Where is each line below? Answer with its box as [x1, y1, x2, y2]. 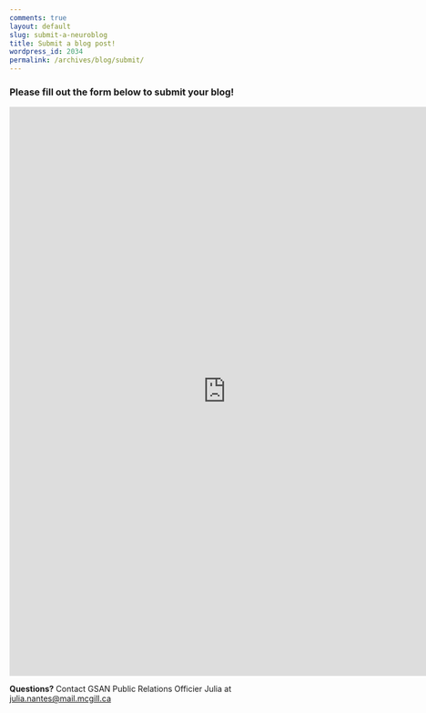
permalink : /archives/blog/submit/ [9, 56, 145, 65]
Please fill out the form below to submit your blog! [9, 86, 235, 98]
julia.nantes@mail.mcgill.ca [9, 693, 112, 704]
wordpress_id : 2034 [9, 47, 84, 56]
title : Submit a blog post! [9, 38, 117, 48]
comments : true [9, 13, 67, 23]
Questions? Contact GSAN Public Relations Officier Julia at [9, 684, 232, 695]
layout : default [9, 22, 71, 31]
